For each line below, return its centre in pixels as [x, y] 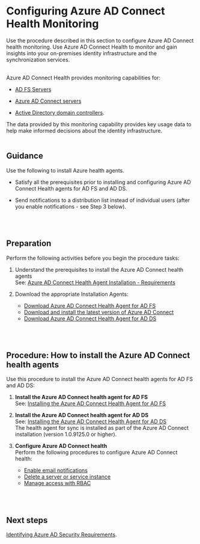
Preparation [29, 244]
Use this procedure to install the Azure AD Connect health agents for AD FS [100, 379]
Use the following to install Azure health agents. [65, 170]
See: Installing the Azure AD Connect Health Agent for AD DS [91, 421]
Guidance [25, 156]
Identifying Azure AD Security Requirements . [62, 535]
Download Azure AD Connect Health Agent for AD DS [90, 318]
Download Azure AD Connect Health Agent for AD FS [90, 305]
